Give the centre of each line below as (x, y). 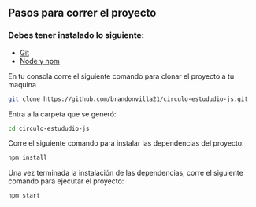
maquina (22, 84)
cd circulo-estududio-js (49, 128)
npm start (24, 196)
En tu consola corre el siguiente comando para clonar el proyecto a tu (121, 76)
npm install (28, 158)
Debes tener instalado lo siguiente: (76, 35)
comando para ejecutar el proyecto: (66, 181)
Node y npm (40, 61)
